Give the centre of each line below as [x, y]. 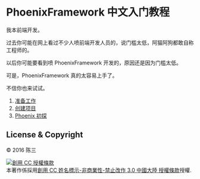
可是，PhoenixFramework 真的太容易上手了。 [62, 75]
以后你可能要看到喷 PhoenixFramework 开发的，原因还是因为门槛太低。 [94, 63]
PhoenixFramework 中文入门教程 [88, 12]
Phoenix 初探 [31, 115]
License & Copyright [45, 135]
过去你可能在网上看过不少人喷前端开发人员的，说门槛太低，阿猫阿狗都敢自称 [100, 42]
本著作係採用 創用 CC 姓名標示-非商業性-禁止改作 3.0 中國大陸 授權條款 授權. [99, 170]
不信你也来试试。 [27, 88]
